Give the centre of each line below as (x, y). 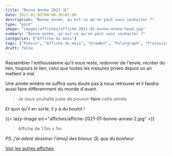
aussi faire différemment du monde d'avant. (51, 89)
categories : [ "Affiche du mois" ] (41, 39)
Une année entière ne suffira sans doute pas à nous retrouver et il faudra (82, 83)
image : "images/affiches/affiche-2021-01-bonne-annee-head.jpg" (75, 29)
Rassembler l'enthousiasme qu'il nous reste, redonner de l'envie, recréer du (85, 62)
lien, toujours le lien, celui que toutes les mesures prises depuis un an (79, 68)
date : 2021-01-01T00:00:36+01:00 (41, 15)
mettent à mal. (20, 73)
